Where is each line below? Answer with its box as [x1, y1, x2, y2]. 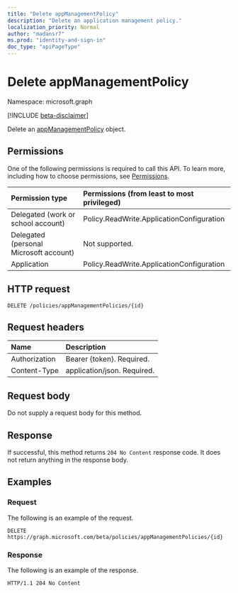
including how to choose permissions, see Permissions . [7, 172, 170, 180]
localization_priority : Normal [7, 23, 100, 31]
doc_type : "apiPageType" [7, 43, 81, 50]
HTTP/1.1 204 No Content [7, 580, 81, 587]
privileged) [83, 197, 121, 207]
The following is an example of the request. [7, 514, 134, 522]
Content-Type [11, 366, 59, 376]
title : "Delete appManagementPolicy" [7, 10, 119, 18]
